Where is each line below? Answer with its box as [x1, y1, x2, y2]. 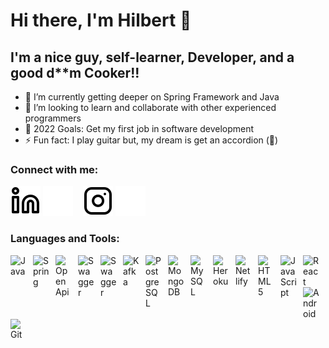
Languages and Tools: [10, 232, 120, 246]
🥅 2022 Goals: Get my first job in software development [24, 123, 255, 134]
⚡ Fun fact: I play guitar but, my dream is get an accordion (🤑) [24, 134, 279, 146]
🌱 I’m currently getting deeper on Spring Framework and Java [24, 91, 280, 103]
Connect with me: [10, 162, 99, 176]
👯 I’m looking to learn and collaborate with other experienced [24, 102, 277, 113]
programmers [24, 112, 82, 124]
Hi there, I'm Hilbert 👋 [10, 9, 192, 32]
